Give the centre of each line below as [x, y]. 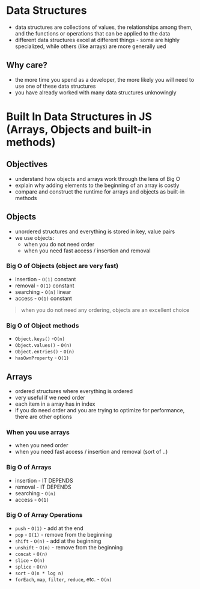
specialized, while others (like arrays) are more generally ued [90, 46]
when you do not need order [59, 244]
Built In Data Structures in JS [79, 116]
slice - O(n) [30, 560]
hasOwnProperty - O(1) [42, 358]
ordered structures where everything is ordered [74, 391]
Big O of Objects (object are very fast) [62, 266]
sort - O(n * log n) [39, 573]
